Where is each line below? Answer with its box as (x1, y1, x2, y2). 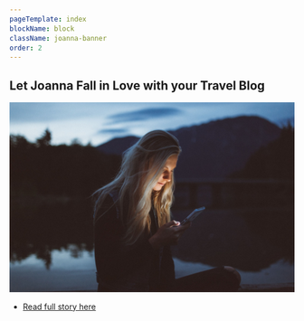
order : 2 (9, 43, 43, 52)
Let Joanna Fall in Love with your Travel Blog (9, 78, 265, 93)
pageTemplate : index (9, 14, 88, 24)
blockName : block (9, 24, 75, 33)
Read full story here (22, 301, 97, 312)
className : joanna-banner (9, 33, 107, 42)
